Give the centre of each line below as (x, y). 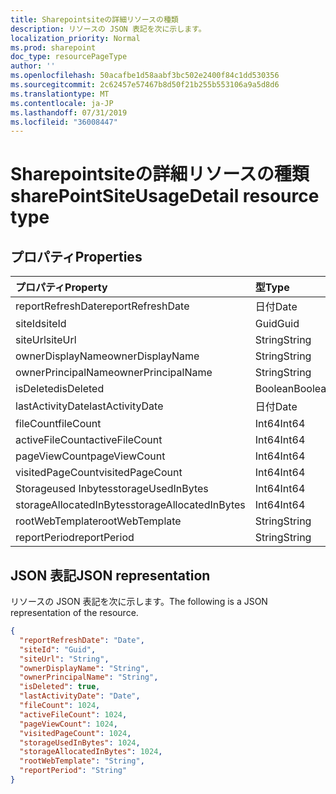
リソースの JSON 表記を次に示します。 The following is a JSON (139, 602)
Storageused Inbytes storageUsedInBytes (112, 489)
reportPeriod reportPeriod (75, 538)
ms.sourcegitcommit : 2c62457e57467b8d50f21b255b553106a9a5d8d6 (145, 85)
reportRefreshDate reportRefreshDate (102, 306)
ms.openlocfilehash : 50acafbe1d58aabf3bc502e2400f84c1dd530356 (145, 76)
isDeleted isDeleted (60, 389)
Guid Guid (277, 324)
